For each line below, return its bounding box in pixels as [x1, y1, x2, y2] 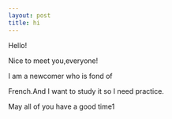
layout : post [8, 11, 51, 20]
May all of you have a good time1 [8, 102, 115, 111]
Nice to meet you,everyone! [8, 56, 99, 65]
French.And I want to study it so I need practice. [8, 86, 164, 95]
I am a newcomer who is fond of [8, 71, 113, 80]
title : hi [8, 19, 41, 27]
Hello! [8, 40, 28, 50]
